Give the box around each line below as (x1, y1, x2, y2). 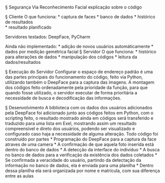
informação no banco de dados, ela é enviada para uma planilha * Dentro (5, 163, 154, 168)
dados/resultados (5, 59, 41, 65)
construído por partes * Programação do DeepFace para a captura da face (5, 136, 157, 142)
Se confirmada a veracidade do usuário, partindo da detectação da (5, 157, 141, 163)
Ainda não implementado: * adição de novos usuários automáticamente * (5, 44, 154, 49)
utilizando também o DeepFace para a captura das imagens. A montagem (5, 79, 155, 85)
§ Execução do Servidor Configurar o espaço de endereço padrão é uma (5, 69, 153, 75)
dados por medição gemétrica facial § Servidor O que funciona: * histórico (5, 49, 157, 54)
